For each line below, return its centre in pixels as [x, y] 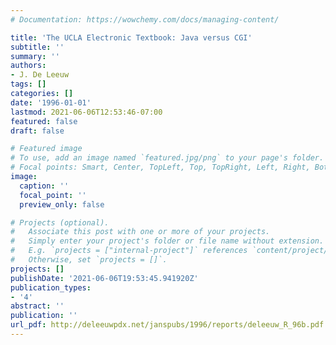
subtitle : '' [37, 47]
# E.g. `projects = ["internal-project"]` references [129, 251]
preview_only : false [62, 204]
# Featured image [46, 149]
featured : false [44, 121]
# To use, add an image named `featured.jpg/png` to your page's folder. [167, 158]
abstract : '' [37, 306]
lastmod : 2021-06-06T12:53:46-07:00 [86, 112]
